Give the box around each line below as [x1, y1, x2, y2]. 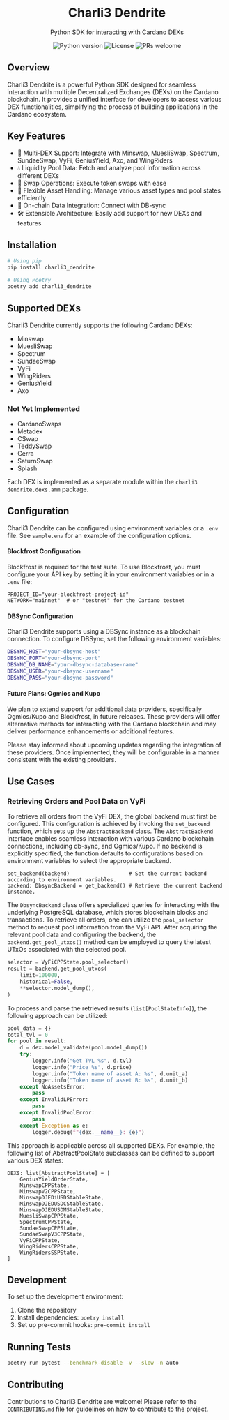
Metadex [17, 427, 43, 435]
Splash [17, 464, 38, 472]
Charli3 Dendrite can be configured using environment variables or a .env [7, 523, 219, 532]
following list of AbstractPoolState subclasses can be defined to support [7, 1149, 214, 1157]
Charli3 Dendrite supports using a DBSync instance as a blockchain [7, 627, 201, 636]
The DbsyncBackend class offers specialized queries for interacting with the [7, 901, 220, 909]
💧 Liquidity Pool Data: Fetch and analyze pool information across [17, 163, 201, 172]
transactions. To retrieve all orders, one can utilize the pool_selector [7, 915, 204, 924]
